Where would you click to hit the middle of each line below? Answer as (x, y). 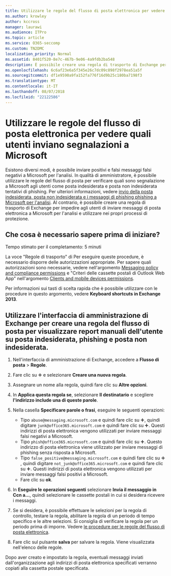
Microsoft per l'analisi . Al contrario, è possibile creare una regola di (76, 202)
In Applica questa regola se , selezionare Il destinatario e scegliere (83, 395)
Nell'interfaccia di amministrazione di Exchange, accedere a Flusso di (86, 360)
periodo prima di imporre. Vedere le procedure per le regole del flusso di (89, 527)
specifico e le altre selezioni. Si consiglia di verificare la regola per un (85, 521)
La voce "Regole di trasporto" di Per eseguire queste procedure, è (75, 257)
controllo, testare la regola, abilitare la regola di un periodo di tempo (84, 516)
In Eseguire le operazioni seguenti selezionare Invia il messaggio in (84, 490)
